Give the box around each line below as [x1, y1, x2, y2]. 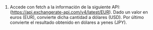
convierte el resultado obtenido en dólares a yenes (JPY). [9, 19, 127, 25]
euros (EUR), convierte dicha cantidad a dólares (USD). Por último [9, 15, 144, 20]
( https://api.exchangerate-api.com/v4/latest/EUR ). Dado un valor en [9, 9, 148, 15]
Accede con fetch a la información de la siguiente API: [9, 4, 120, 10]
